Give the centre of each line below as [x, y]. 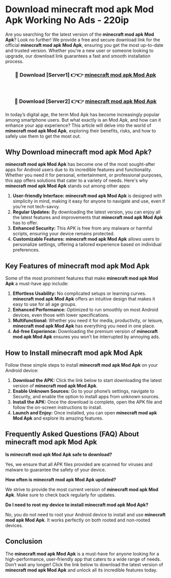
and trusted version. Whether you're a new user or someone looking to [79, 50]
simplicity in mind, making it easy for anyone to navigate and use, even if [89, 201]
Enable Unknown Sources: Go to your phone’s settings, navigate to [83, 391]
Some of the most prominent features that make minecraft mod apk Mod [82, 278]
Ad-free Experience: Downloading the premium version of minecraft [85, 332]
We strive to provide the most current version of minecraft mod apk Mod [82, 489]
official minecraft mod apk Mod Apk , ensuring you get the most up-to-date [84, 45]
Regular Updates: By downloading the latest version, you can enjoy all [87, 212]
